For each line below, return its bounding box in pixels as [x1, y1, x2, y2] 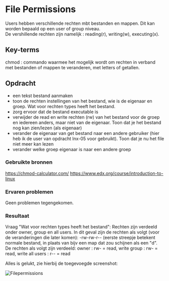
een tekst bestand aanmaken [12, 92, 73, 99]
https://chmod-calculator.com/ [5, 170, 69, 176]
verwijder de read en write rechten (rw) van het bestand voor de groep [12, 114, 160, 120]
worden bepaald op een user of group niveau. [5, 25, 101, 31]
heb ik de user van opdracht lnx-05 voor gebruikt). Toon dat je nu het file [12, 135, 164, 142]
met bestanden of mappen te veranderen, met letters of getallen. [5, 64, 140, 70]
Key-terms [5, 45, 39, 54]
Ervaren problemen [5, 188, 54, 195]
